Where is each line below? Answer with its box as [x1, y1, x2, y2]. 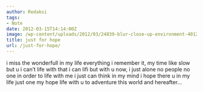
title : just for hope [6, 37, 61, 43]
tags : [6, 15, 20, 21]
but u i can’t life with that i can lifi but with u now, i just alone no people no [6, 65, 190, 73]
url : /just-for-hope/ [6, 43, 61, 49]
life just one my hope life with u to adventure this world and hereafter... [6, 78, 182, 85]
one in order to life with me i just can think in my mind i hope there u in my [6, 72, 190, 79]
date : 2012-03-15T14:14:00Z [6, 25, 77, 32]
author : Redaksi [6, 8, 47, 15]
